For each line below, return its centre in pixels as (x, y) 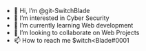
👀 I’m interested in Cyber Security (61, 18)
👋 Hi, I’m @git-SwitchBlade (52, 11)
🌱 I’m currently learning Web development (73, 25)
